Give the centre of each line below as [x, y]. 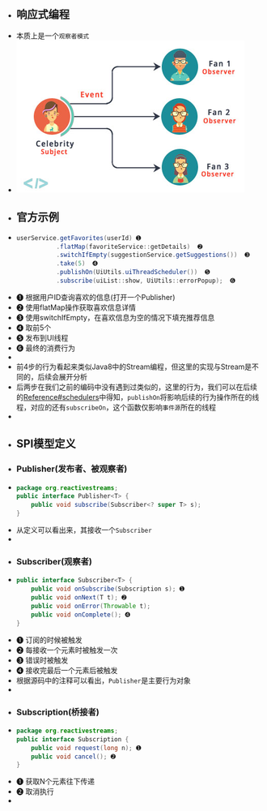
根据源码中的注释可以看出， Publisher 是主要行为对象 [104, 680]
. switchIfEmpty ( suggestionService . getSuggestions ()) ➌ [153, 255]
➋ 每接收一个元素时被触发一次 [67, 650]
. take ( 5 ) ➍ [77, 264]
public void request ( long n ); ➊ [86, 748]
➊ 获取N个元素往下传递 [55, 782]
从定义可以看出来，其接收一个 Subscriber [84, 530]
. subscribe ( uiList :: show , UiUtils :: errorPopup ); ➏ [146, 281]
